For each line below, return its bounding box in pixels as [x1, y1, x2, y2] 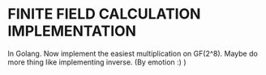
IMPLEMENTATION [7, 22, 137, 40]
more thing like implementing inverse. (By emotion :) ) [7, 57, 187, 67]
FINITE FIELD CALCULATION [7, 5, 201, 23]
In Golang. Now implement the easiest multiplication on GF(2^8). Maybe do [7, 48, 259, 58]
